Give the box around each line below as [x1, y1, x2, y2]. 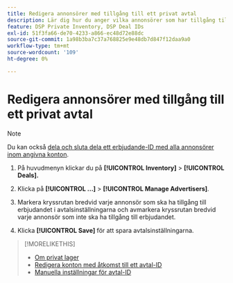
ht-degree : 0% [7, 56, 49, 63]
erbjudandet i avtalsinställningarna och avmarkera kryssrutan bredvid [17, 205, 216, 213]
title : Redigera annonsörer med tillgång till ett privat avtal [7, 10, 197, 17]
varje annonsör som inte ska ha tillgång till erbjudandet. [17, 213, 176, 221]
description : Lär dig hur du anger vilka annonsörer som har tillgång [7, 17, 216, 24]
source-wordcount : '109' [7, 49, 79, 56]
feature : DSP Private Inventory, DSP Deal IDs [7, 23, 144, 30]
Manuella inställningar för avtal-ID [34, 268, 132, 276]
